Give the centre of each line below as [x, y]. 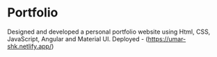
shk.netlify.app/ [30, 46]
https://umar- [167, 38]
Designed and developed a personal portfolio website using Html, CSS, [109, 32]
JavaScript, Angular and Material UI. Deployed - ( [78, 38]
